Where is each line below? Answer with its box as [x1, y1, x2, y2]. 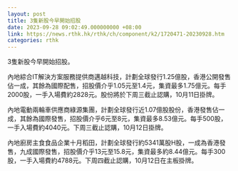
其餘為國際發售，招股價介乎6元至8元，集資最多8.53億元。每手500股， [19, 115, 227, 123]
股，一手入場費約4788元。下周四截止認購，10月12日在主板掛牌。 [7, 156, 198, 165]
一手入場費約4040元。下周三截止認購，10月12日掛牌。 [7, 123, 167, 132]
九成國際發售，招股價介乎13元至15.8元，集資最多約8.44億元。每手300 [19, 147, 226, 156]
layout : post [7, 10, 46, 18]
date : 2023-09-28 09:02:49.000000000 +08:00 [7, 24, 142, 31]
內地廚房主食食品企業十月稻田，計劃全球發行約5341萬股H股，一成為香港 [7, 138, 219, 147]
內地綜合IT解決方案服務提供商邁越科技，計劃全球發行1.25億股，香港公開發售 [7, 73, 232, 81]
